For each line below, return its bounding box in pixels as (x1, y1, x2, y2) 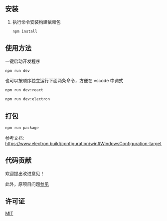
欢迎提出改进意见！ (5, 170, 45, 176)
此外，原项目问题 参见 (5, 181, 49, 187)
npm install (12, 29, 37, 34)
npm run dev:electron (5, 97, 50, 102)
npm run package (5, 125, 39, 130)
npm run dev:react (5, 88, 43, 93)
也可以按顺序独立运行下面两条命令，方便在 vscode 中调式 (5, 78, 124, 84)
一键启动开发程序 (5, 58, 40, 64)
